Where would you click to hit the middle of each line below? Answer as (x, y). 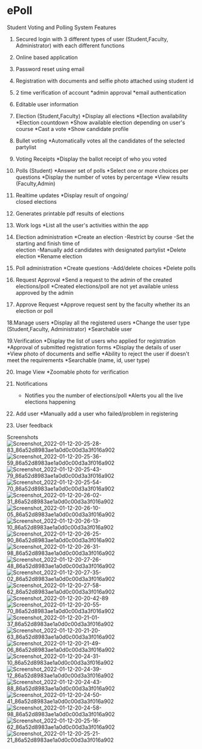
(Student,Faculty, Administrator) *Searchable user (70, 329)
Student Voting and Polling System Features (62, 27)
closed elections (36, 201)
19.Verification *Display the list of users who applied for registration (91, 341)
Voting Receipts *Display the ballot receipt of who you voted (91, 159)
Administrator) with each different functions (70, 45)
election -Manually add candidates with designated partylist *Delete (101, 250)
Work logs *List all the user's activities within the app (82, 225)
